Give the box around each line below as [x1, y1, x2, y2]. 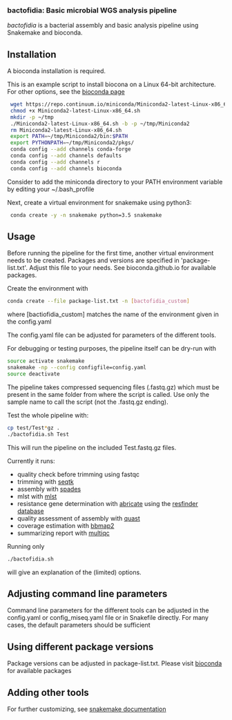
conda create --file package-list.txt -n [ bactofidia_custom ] [7, 298, 190, 305]
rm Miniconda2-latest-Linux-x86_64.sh [10, 126, 122, 133]
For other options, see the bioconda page [7, 88, 126, 96]
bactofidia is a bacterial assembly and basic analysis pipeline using [7, 21, 199, 30]
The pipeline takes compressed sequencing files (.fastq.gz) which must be [7, 382, 220, 391]
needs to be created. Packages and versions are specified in [7, 256, 180, 264]
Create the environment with [7, 284, 88, 293]
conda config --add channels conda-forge [10, 146, 131, 153]
